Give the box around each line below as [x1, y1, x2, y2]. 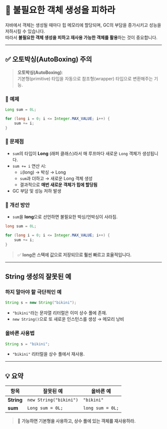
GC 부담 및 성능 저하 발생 [12, 188, 62, 194]
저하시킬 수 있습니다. [5, 28, 45, 34]
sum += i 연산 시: [12, 163, 46, 169]
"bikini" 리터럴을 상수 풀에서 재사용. [12, 351, 85, 357]
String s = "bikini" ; [5, 341, 50, 347]
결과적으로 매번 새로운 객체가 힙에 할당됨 [19, 182, 98, 188]
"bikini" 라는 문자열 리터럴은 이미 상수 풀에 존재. [12, 310, 107, 316]
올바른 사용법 [5, 330, 35, 337]
